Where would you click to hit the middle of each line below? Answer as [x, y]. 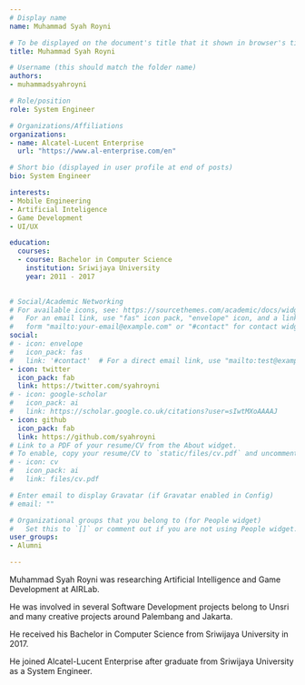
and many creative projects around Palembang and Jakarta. [121, 616]
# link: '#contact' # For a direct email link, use [115, 360]
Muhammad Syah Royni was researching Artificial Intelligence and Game [145, 579]
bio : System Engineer [50, 176]
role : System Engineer [52, 109]
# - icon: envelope [46, 344]
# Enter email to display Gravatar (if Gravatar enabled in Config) [142, 495]
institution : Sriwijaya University [93, 268]
